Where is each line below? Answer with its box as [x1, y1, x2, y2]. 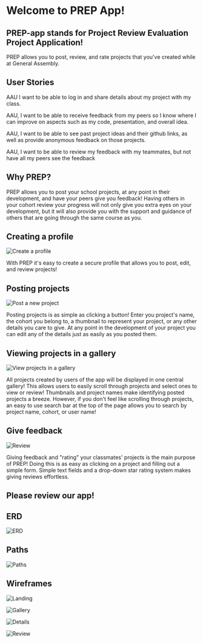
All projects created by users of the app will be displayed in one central [6, 376, 184, 383]
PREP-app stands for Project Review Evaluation [6, 28, 189, 38]
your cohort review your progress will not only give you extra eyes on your [6, 201, 192, 208]
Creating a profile [6, 232, 74, 242]
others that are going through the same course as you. [6, 214, 142, 221]
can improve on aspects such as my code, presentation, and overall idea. [6, 118, 189, 125]
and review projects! [6, 266, 58, 273]
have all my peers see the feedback [6, 154, 96, 161]
